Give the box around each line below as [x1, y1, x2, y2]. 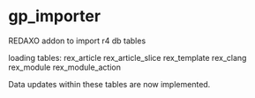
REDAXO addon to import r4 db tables [8, 35, 146, 46]
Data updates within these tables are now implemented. [8, 79, 211, 89]
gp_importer [8, 6, 101, 26]
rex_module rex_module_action [8, 62, 121, 72]
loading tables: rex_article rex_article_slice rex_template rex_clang [8, 52, 247, 63]
